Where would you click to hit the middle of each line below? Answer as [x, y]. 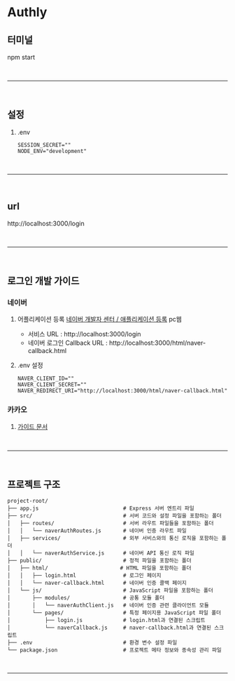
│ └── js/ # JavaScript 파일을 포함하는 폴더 [110, 590]
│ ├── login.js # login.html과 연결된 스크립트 [106, 621]
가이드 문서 [33, 426]
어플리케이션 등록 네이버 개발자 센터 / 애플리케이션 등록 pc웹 [99, 319]
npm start [21, 57]
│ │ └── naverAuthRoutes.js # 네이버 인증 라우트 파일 [97, 531]
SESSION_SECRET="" [44, 145]
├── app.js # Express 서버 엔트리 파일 [101, 509]
